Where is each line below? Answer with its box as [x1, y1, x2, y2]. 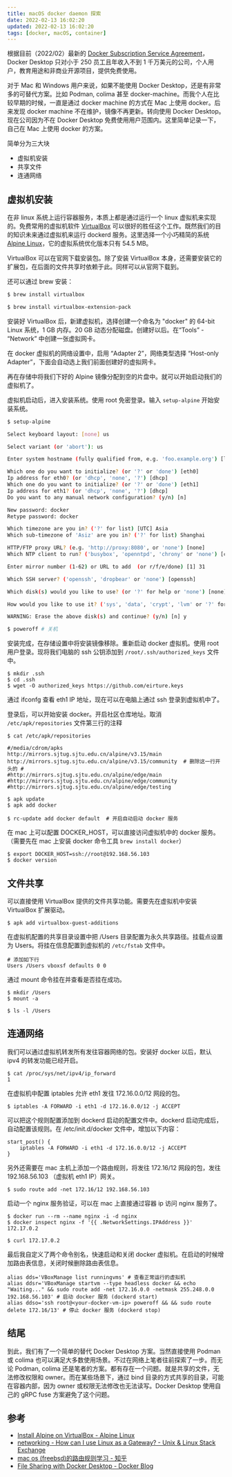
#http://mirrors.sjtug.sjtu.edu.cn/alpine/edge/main [7, 771, 162, 779]
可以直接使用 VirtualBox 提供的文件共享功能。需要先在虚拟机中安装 [7, 897, 197, 905]
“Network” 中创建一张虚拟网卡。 [7, 334, 99, 343]
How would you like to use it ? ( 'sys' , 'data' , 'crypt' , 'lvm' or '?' [7, 600, 215, 608]
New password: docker [7, 506, 70, 513]
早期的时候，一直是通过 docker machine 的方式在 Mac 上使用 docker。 [12, 98, 215, 107]
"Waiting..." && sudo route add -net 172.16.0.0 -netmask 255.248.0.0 [7, 1286, 215, 1293]
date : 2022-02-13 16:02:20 [7, 17, 85, 24]
